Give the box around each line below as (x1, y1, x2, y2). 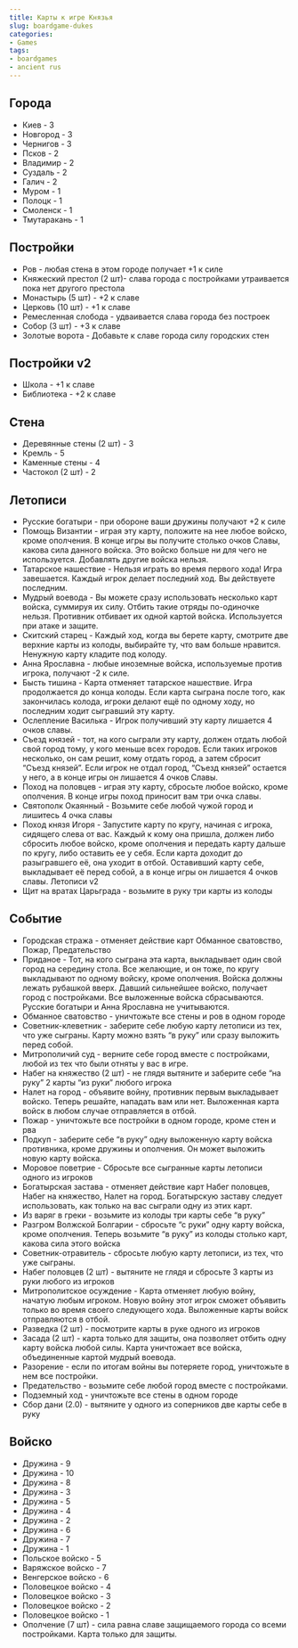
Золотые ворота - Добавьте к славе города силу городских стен (21, 330, 270, 340)
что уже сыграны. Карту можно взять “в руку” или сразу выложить (21, 1029, 280, 1040)
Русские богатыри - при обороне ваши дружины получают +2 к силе (21, 516, 286, 527)
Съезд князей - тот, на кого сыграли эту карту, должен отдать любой (21, 734, 287, 744)
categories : (9, 29, 53, 38)
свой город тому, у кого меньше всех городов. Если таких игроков (21, 743, 278, 754)
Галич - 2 (21, 176, 58, 187)
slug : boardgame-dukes (9, 21, 93, 30)
